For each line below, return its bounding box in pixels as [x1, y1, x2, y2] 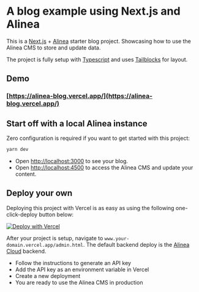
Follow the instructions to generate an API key [15, 259, 132, 266]
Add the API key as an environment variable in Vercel [15, 266, 149, 273]
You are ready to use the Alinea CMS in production [15, 279, 143, 286]
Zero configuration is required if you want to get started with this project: [6, 134, 190, 142]
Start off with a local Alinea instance [6, 118, 148, 129]
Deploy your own [6, 188, 72, 199]
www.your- [104, 235, 130, 242]
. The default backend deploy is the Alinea [83, 241, 190, 248]
